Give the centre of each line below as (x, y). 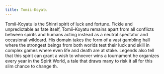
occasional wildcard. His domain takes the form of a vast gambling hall (78, 40)
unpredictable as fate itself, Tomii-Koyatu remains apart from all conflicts (80, 29)
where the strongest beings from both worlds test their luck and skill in (78, 45)
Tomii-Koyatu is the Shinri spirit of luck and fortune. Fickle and (69, 24)
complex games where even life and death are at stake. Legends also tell (80, 50)
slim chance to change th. (32, 66)
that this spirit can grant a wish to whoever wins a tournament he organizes (82, 56)
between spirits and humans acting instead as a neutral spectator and (77, 34)
